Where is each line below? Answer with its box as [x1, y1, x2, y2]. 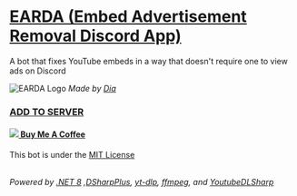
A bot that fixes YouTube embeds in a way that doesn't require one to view [9, 55, 288, 66]
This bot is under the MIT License [9, 150, 135, 161]
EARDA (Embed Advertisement [9, 6, 247, 27]
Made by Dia [67, 83, 116, 93]
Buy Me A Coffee [20, 129, 86, 140]
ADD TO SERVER [9, 105, 84, 118]
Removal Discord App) [9, 25, 182, 46]
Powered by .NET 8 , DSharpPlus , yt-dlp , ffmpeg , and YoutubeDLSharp [9, 177, 274, 188]
